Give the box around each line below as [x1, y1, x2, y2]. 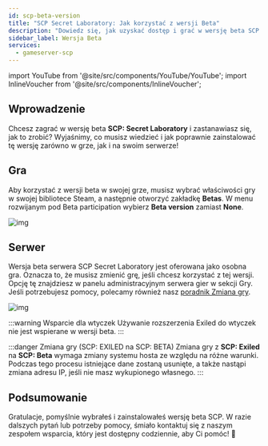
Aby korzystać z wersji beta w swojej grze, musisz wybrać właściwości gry [8, 185, 256, 194]
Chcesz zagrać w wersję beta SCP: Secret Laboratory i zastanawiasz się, [8, 123, 252, 133]
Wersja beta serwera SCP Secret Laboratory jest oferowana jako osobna [8, 261, 246, 272]
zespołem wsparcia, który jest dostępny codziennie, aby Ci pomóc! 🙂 [8, 429, 236, 439]
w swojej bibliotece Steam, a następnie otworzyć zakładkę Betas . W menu [8, 193, 254, 203]
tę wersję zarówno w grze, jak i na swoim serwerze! [8, 141, 178, 150]
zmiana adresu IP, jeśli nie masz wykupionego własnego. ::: [8, 368, 204, 377]
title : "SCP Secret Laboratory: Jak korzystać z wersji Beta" [8, 19, 220, 27]
